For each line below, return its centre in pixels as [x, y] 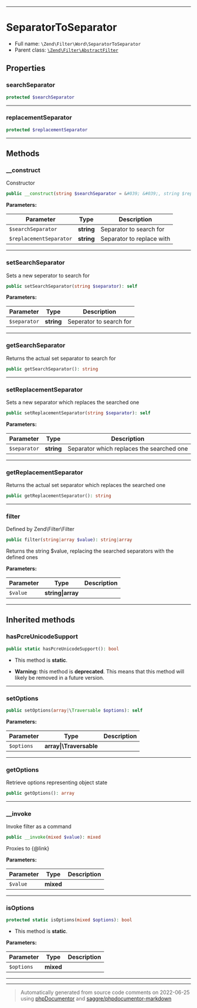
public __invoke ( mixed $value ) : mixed [53, 837]
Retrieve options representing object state [57, 782]
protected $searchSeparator [40, 97]
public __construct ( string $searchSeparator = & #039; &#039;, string [93, 194]
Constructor [21, 183]
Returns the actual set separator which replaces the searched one [86, 485]
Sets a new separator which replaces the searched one [73, 402]
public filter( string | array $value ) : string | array [69, 540]
